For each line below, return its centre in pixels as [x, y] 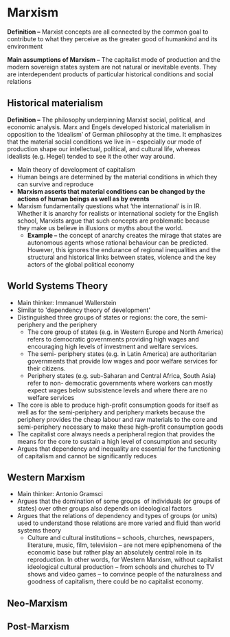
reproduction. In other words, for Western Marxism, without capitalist [125, 560]
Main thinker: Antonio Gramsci [60, 494]
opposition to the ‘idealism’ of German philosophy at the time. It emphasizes [114, 134]
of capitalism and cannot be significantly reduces [87, 456]
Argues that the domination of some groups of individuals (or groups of [119, 501]
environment [25, 46]
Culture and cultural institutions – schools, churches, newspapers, [120, 538]
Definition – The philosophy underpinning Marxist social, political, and [106, 120]
